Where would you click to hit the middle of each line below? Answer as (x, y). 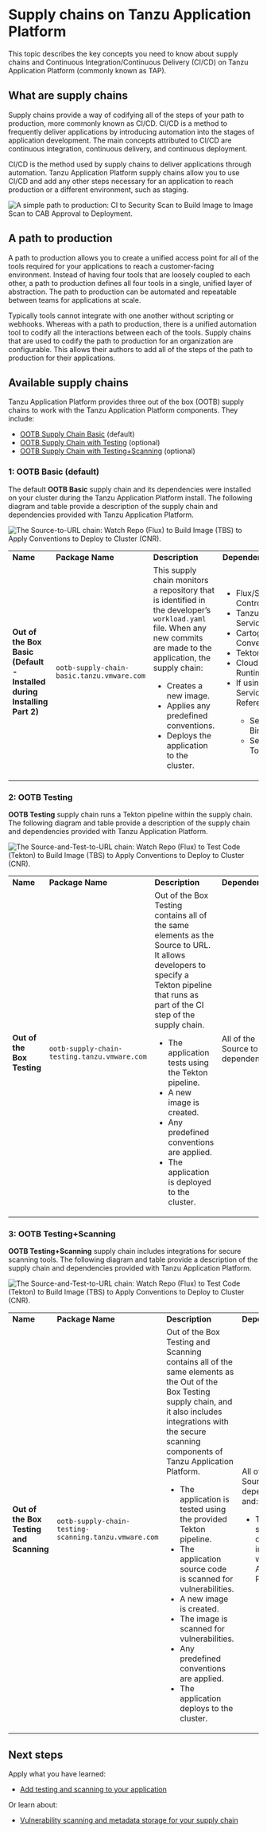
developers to (180, 965)
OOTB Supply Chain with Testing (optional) (90, 443)
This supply (175, 570)
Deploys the (189, 735)
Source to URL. (182, 945)
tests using (188, 1063)
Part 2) (26, 711)
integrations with (197, 1422)
